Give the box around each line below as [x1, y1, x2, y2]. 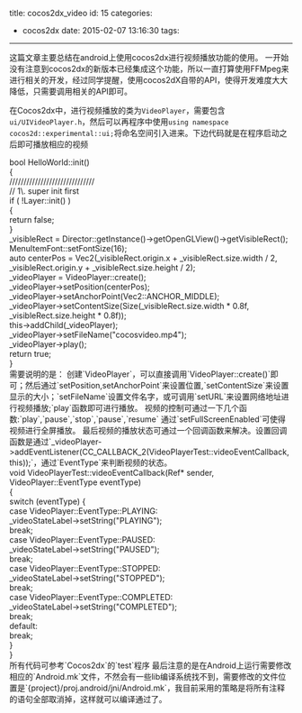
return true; [9, 349, 52, 359]
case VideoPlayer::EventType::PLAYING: [9, 506, 158, 516]
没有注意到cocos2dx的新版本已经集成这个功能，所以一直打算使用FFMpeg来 [9, 63, 289, 74]
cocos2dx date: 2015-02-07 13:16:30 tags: [22, 25, 180, 35]
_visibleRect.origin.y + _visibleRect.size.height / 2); [9, 262, 196, 273]
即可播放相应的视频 [16, 139, 88, 150]
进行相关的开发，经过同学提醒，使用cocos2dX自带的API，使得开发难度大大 [9, 75, 289, 85]
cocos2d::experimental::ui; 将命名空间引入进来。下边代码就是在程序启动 [9, 128, 280, 138]
